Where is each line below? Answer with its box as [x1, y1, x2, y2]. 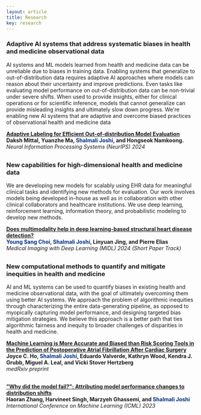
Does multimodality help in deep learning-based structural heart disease [6, 226, 193, 233]
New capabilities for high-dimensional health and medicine [6, 161, 183, 169]
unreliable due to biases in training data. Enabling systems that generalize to [6, 67, 196, 75]
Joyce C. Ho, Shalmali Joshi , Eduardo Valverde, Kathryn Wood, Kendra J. [6, 352, 193, 360]
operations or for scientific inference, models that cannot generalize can [6, 99, 185, 106]
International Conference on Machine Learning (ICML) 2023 [6, 402, 156, 410]
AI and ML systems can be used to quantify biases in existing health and [6, 283, 186, 290]
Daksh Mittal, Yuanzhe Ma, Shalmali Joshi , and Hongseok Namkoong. [6, 137, 184, 144]
